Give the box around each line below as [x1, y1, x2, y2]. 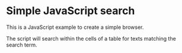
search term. [6, 41, 37, 48]
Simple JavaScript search [6, 4, 135, 18]
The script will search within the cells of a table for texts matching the [6, 35, 176, 42]
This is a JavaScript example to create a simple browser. [6, 24, 144, 31]
